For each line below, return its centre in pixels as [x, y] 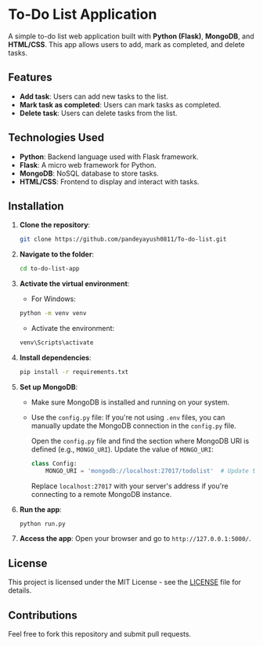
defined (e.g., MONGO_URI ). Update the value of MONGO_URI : [122, 449]
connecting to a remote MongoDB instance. [101, 494]
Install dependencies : [55, 357]
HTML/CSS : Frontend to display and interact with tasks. [109, 181]
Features [30, 77]
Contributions [43, 615]
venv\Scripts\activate [56, 343]
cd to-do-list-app [49, 269]
